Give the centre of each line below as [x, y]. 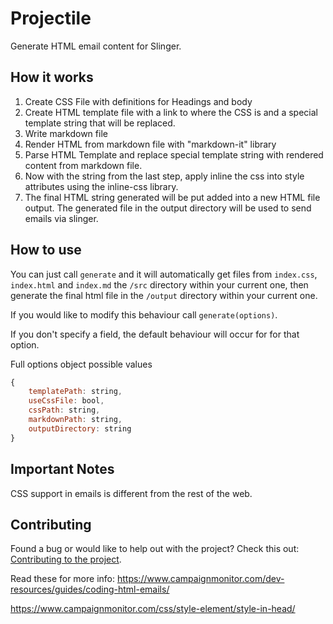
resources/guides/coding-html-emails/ [90, 589]
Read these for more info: [63, 579]
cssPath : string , [64, 410]
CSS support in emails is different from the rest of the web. [131, 493]
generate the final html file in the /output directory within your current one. [164, 295]
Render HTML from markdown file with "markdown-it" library [150, 144]
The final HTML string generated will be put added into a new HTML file [172, 197]
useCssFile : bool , [66, 401]
